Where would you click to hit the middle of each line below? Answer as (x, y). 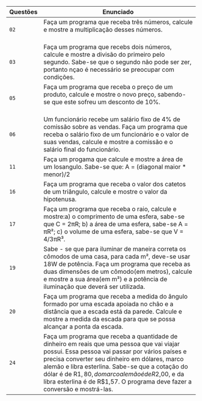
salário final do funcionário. (82, 149)
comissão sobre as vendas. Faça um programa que (115, 127)
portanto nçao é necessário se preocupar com (109, 70)
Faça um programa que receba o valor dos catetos (115, 184)
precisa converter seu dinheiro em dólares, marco (113, 359)
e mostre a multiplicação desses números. (103, 30)
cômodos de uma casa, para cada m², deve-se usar (117, 257)
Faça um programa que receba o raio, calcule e (110, 209)
